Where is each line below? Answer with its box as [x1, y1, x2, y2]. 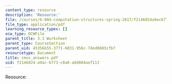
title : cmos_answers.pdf [5, 55, 58, 60]
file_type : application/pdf [5, 22, 66, 27]
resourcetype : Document [5, 50, 56, 55]
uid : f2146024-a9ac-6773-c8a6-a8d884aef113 [5, 60, 100, 65]
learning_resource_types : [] [5, 27, 68, 32]
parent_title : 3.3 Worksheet [5, 36, 68, 41]
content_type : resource [5, 7, 56, 13]
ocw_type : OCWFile [5, 31, 45, 36]
